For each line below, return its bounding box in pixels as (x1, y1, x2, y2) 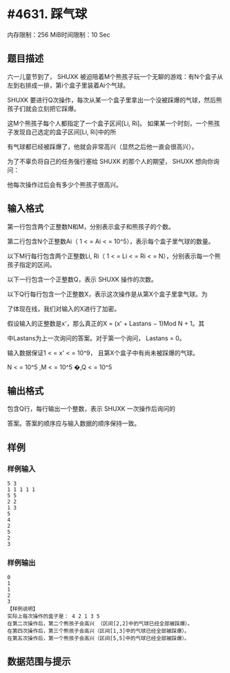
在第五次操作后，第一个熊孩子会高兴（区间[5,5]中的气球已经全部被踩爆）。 (7, 635, 190, 642)
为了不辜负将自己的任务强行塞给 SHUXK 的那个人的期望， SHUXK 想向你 (7, 157, 214, 165)
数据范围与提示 (7, 655, 71, 667)
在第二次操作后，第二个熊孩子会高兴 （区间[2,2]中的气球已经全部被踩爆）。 (7, 620, 193, 627)
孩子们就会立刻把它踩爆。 (7, 104, 80, 113)
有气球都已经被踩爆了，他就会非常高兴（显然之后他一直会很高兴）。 (7, 142, 198, 151)
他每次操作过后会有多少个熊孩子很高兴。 (7, 181, 122, 189)
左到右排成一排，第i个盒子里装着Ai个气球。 (7, 81, 130, 89)
